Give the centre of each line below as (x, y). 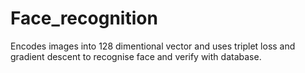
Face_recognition (84, 18)
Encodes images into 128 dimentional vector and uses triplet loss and (153, 46)
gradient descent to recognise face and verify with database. (136, 56)
